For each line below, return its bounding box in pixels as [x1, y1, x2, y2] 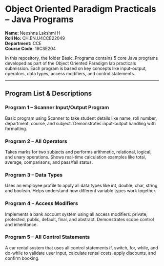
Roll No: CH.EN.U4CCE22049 [5, 35, 65, 41]
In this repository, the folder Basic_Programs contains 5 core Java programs [5, 55, 158, 61]
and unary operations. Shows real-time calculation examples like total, [5, 154, 146, 160]
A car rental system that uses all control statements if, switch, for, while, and [5, 244, 159, 250]
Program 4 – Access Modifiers [5, 200, 78, 207]
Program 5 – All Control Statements [5, 234, 90, 241]
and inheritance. [5, 222, 38, 227]
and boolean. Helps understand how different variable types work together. [5, 188, 157, 194]
